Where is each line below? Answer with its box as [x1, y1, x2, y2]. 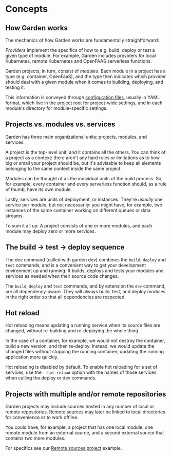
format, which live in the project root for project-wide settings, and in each [5, 100, 163, 106]
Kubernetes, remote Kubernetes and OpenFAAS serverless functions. [5, 58, 152, 64]
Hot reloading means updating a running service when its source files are [5, 322, 161, 329]
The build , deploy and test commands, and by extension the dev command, [5, 283, 166, 289]
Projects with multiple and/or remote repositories [5, 390, 166, 398]
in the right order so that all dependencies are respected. [5, 294, 126, 300]
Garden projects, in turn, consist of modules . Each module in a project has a [5, 68, 166, 74]
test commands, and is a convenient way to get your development [5, 262, 146, 268]
